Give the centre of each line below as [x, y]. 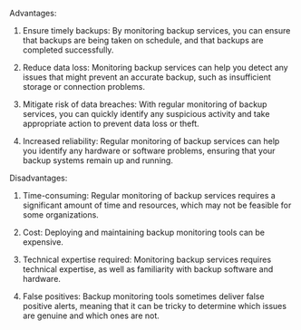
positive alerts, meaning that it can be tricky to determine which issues [155, 306]
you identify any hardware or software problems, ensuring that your [149, 150]
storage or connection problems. [83, 87]
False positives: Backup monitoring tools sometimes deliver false [143, 296]
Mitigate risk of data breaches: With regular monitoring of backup [145, 104]
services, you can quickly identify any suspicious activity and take [146, 114]
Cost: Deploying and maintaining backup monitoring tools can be [144, 232]
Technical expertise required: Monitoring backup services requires [147, 259]
